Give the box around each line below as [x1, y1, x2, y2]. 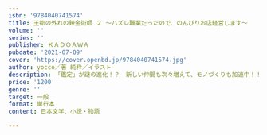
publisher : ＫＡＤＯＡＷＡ [8, 41, 90, 49]
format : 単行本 [8, 100, 55, 108]
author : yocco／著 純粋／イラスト [8, 64, 112, 71]
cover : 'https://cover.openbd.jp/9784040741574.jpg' [8, 56, 187, 64]
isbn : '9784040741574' [8, 11, 84, 20]
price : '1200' [8, 78, 56, 86]
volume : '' [8, 26, 45, 34]
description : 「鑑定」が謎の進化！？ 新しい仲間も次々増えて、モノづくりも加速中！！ [8, 71, 262, 79]
